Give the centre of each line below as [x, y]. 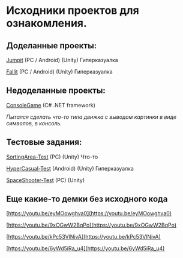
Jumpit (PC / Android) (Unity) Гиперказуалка [62, 60]
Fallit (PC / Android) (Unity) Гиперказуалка [59, 72]
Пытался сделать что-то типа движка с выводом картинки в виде [91, 117]
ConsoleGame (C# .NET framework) [51, 105]
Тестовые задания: [44, 142]
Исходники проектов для [73, 11]
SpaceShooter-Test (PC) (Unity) [46, 180]
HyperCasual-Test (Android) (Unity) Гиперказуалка [70, 168]
